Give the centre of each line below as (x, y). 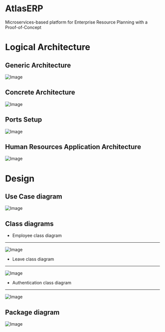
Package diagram (32, 312)
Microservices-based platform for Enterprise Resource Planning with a (76, 22)
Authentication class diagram (42, 283)
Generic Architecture (38, 65)
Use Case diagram (34, 196)
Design (20, 178)
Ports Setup (24, 120)
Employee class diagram (37, 235)
